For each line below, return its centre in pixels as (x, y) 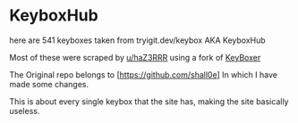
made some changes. (49, 84)
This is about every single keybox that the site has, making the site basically (149, 101)
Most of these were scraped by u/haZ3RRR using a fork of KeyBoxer (135, 57)
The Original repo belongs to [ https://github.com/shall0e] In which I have (143, 74)
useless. (25, 111)
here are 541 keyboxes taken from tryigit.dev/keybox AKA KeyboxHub (137, 40)
